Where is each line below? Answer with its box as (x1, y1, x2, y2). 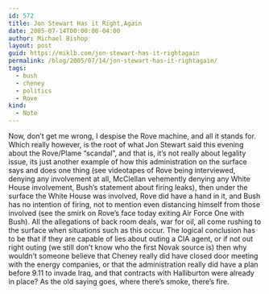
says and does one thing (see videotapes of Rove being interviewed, (8, 166, 236, 175)
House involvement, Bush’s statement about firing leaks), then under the (8, 183, 248, 192)
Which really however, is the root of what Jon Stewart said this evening (8, 140, 244, 149)
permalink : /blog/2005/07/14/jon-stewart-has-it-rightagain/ (8, 57, 218, 65)
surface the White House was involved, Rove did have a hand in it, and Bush (8, 191, 261, 201)
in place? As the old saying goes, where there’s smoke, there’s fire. (8, 277, 230, 286)
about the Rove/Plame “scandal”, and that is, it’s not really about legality (8, 148, 246, 158)
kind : (8, 101, 27, 110)
